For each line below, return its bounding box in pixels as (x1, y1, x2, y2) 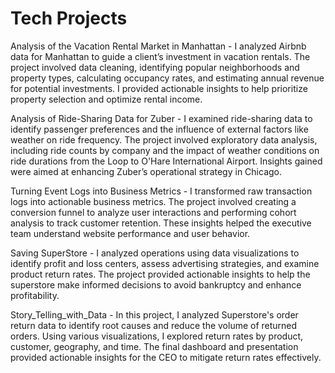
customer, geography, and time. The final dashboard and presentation (10, 340, 299, 352)
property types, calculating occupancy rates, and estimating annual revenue (10, 72, 325, 84)
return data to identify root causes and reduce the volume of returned (10, 319, 298, 331)
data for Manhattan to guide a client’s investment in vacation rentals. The (10, 50, 311, 62)
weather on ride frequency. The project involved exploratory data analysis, (10, 133, 318, 146)
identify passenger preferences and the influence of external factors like (10, 123, 309, 135)
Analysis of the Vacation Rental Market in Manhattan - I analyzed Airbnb (10, 40, 307, 52)
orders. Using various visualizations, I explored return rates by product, (10, 330, 304, 342)
